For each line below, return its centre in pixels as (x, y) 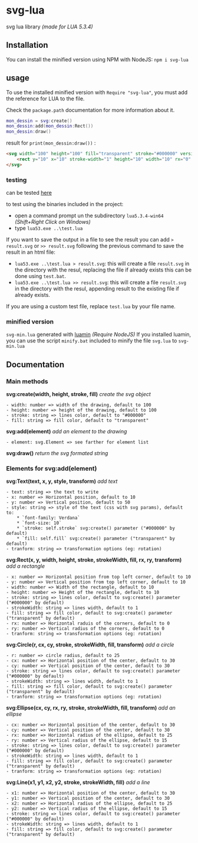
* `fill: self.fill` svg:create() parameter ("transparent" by (96, 539)
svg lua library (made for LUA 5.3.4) (49, 27)
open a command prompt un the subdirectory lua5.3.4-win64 (89, 215)
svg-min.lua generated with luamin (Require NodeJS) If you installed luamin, (99, 335)
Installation (27, 45)
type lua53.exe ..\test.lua (49, 228)
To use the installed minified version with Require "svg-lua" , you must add (97, 92)
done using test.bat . (40, 276)
